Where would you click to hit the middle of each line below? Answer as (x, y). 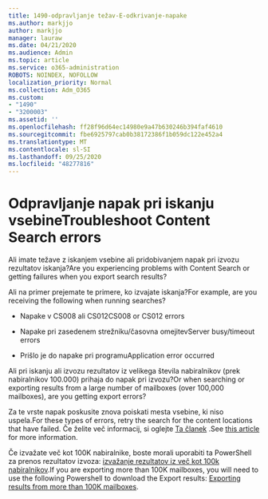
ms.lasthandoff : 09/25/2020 (55, 156)
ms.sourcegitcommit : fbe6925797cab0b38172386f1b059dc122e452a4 (116, 134)
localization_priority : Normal (60, 82)
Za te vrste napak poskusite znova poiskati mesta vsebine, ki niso (116, 412)
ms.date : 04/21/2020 (43, 46)
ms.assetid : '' (33, 120)
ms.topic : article (39, 61)
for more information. (43, 438)
